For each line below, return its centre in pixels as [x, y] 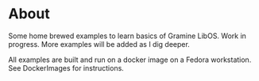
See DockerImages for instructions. [66, 67]
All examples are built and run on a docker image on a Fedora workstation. [130, 60]
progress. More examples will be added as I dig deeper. [99, 44]
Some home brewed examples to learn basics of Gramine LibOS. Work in [127, 36]
